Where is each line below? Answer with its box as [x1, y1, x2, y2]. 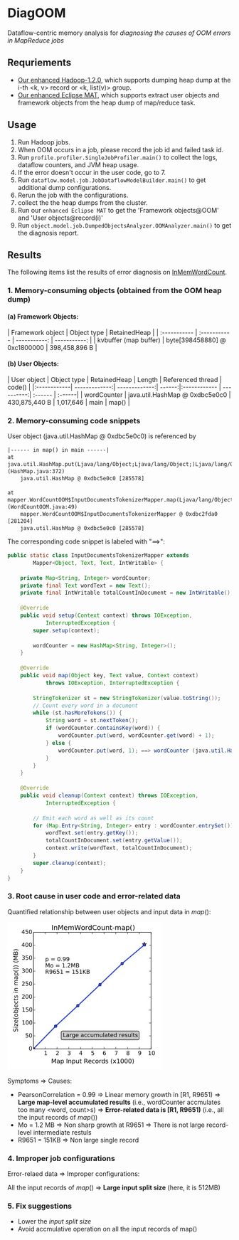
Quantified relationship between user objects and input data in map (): [7, 907, 211, 916]
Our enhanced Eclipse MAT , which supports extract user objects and [17, 90, 220, 99]
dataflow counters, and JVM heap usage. [17, 160, 139, 169]
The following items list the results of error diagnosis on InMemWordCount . [7, 268, 228, 277]
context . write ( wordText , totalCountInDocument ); [45, 844, 193, 852]
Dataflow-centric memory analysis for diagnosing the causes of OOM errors [7, 28, 231, 37]
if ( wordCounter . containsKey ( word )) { [45, 724, 161, 732]
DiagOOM [7, 5, 66, 21]
